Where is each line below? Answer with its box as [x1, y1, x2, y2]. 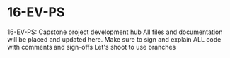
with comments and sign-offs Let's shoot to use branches [7, 42, 176, 51]
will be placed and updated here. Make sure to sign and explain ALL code [7, 35, 222, 43]
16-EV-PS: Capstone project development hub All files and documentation [7, 28, 223, 36]
